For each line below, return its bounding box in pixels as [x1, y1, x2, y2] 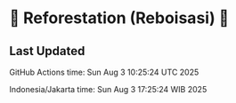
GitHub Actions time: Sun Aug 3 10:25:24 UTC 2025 [9, 67, 199, 77]
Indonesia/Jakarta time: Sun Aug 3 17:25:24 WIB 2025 [9, 84, 208, 94]
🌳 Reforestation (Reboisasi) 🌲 [9, 8, 230, 28]
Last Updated [9, 44, 85, 59]
